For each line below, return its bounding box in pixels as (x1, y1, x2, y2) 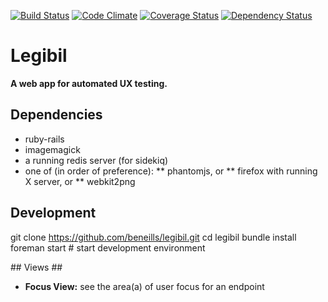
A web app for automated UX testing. (10, 77, 168, 89)
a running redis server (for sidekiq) (24, 154, 169, 166)
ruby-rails (24, 133, 65, 145)
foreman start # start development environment (10, 241, 206, 254)
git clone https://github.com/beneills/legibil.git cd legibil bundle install (10, 231, 297, 243)
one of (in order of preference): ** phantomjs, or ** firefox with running (24, 165, 318, 177)
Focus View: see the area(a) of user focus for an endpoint (24, 280, 265, 292)
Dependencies (10, 106, 103, 124)
